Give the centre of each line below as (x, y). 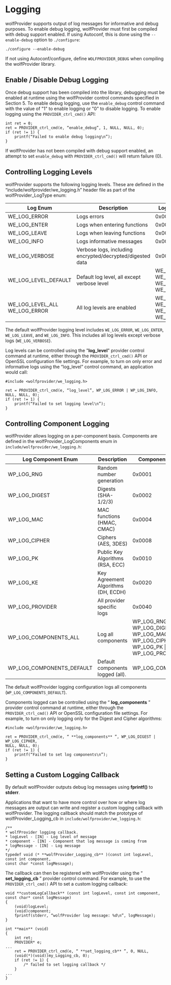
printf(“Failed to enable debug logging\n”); (64, 137)
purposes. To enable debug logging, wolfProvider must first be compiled (81, 29)
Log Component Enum (50, 459)
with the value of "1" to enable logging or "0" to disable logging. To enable (83, 109)
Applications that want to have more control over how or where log (75, 802)
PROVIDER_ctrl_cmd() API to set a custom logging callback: (66, 884)
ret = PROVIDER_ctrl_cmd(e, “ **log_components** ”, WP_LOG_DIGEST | (81, 737)
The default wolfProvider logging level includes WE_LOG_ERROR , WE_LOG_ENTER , (84, 329)
